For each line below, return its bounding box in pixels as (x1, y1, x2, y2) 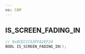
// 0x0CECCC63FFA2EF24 (5, 39, 53, 44)
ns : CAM (5, 7, 22, 13)
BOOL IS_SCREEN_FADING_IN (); (5, 44, 67, 49)
